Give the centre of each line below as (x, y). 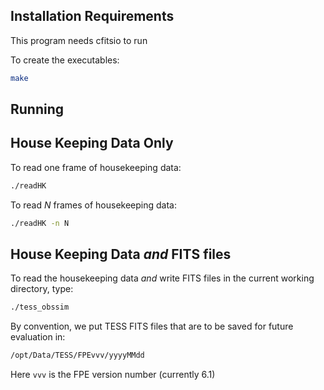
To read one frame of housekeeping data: (96, 167)
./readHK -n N (40, 223)
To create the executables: (65, 60)
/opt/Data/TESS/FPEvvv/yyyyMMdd (77, 355)
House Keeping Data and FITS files (121, 254)
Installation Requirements (92, 16)
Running (37, 109)
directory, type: (42, 289)
